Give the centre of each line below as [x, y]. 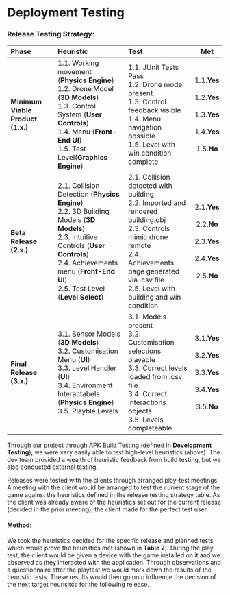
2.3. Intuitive [77, 237]
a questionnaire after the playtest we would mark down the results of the [110, 570]
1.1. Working [78, 63]
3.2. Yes [207, 356]
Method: [20, 525]
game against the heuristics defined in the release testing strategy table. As [114, 495]
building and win [154, 297]
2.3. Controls [149, 229]
